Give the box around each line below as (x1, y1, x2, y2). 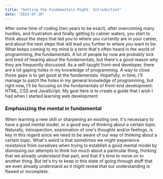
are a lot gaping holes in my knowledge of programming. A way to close (5, 67, 150, 73)
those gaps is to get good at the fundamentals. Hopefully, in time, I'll (5, 72, 143, 78)
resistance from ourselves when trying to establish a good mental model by (5, 142, 158, 148)
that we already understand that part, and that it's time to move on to (5, 153, 144, 158)
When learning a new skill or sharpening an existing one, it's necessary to (5, 116, 154, 122)
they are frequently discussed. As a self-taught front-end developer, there (5, 62, 155, 68)
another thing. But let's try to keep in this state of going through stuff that (5, 158, 153, 164)
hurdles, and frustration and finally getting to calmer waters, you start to (5, 30, 150, 36)
